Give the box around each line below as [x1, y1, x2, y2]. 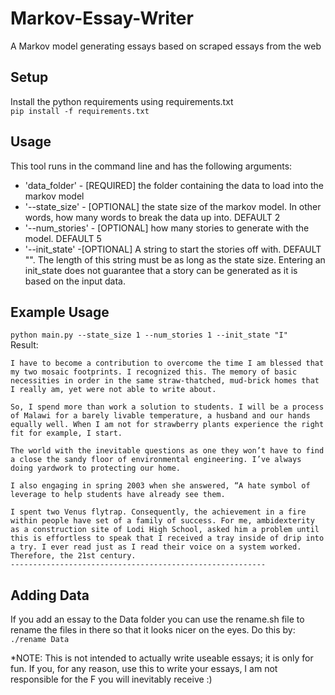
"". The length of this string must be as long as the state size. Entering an [24, 253, 326, 266]
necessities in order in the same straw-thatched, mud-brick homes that [10, 376, 320, 386]
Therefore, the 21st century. [10, 551, 137, 561]
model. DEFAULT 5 [24, 232, 102, 244]
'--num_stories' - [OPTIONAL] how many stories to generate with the [24, 222, 310, 234]
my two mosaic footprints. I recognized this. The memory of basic [10, 367, 298, 377]
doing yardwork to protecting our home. [10, 463, 182, 474]
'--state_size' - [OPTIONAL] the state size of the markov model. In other [24, 200, 322, 212]
